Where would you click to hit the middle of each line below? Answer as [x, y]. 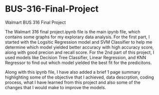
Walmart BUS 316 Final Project [35, 22]
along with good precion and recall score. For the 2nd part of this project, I [80, 52]
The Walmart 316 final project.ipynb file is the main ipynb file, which [73, 32]
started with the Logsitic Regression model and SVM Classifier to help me [79, 42]
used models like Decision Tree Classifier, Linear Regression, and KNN [76, 57]
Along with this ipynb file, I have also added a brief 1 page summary [73, 72]
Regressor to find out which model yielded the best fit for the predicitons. [79, 63]
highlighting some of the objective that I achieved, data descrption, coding [79, 77]
